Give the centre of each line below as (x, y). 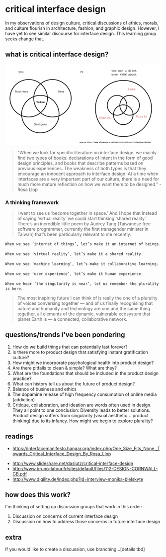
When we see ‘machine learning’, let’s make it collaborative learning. (82, 264)
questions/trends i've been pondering (65, 335)
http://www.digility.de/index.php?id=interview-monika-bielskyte (78, 479)
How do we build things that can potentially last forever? (70, 347)
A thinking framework (32, 202)
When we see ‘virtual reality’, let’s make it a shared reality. (74, 254)
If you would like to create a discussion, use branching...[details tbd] (75, 549)
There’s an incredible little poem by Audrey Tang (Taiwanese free (84, 224)
